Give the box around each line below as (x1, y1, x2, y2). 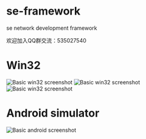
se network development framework (6, 24, 97, 32)
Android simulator (6, 106, 100, 120)
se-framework (6, 4, 81, 18)
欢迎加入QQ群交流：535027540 (6, 36, 87, 44)
